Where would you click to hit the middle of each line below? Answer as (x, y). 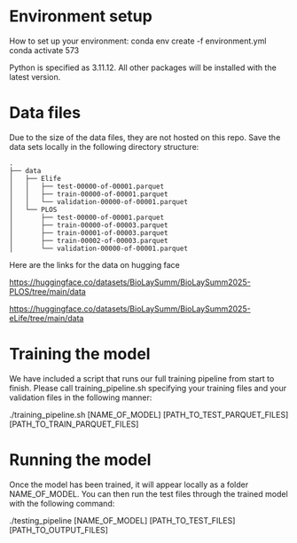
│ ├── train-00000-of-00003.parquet (89, 225)
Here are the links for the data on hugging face (94, 264)
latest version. (35, 76)
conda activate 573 (44, 50)
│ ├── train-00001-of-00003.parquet (89, 232)
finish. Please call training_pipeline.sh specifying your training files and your (148, 388)
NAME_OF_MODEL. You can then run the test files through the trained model (148, 493)
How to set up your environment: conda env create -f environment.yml (138, 41)
